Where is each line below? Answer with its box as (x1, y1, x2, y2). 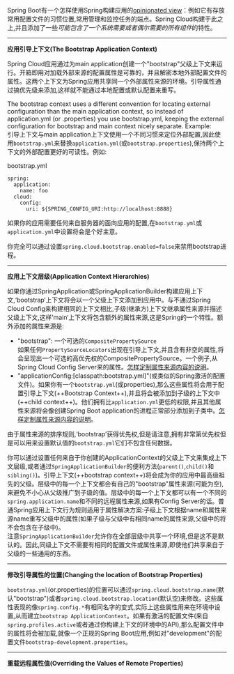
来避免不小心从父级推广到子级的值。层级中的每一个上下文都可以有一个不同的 (7, 489, 227, 496)
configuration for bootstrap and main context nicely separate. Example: (7, 122, 212, 130)
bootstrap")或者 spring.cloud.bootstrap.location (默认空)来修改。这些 (16, 595, 217, 602)
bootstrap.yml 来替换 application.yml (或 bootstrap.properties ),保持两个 (13, 139, 218, 147)
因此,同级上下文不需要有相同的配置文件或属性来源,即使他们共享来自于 (25, 541, 225, 549)
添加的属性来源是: (13, 322, 65, 330)
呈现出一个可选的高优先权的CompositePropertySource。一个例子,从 (23, 354, 218, 362)
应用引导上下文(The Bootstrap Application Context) (7, 45, 158, 53)
